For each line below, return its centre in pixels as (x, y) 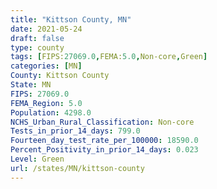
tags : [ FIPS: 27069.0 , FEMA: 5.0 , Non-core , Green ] (109, 57)
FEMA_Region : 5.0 (46, 103)
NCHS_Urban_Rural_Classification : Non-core (102, 122)
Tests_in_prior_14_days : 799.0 (75, 131)
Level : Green (37, 159)
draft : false (37, 38)
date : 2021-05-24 (46, 29)
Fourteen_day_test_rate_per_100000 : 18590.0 (104, 141)
